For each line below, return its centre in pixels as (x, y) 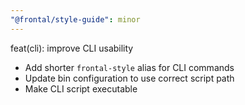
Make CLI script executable (81, 88)
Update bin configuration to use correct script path (129, 78)
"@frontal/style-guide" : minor (75, 19)
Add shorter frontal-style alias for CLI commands (129, 67)
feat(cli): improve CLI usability (72, 48)
